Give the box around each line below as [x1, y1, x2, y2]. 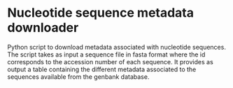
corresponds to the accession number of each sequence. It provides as [7, 57, 213, 66]
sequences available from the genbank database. [7, 72, 150, 81]
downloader [7, 20, 79, 36]
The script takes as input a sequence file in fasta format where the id [7, 50, 206, 59]
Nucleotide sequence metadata [7, 5, 195, 21]
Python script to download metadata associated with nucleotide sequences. [7, 43, 226, 51]
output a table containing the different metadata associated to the [7, 65, 197, 73]
